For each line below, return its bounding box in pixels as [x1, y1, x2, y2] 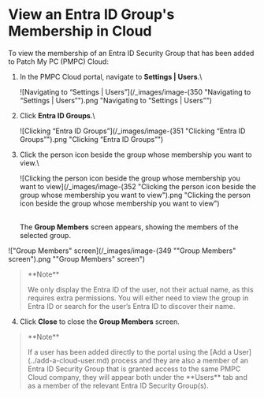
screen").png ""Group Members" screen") [8, 254, 146, 263]
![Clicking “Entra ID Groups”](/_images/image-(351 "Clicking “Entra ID [19, 126, 246, 136]
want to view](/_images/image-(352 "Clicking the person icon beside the [19, 181, 256, 191]
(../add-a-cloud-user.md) [27, 355, 110, 365]
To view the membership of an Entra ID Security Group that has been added [8, 48, 255, 58]
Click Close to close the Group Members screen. [19, 317, 180, 326]
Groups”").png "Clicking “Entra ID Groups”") [19, 134, 164, 143]
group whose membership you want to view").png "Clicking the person [19, 190, 251, 199]
